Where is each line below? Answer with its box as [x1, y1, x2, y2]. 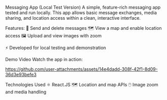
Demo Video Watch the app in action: [5, 57, 83, 62]
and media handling [5, 89, 47, 95]
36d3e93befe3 [5, 72, 37, 77]
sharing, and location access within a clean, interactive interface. [5, 15, 141, 21]
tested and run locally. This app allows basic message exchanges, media [5, 10, 157, 16]
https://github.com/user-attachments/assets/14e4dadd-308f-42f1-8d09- [5, 66, 158, 72]
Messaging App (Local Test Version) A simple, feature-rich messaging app [5, 5, 161, 10]
